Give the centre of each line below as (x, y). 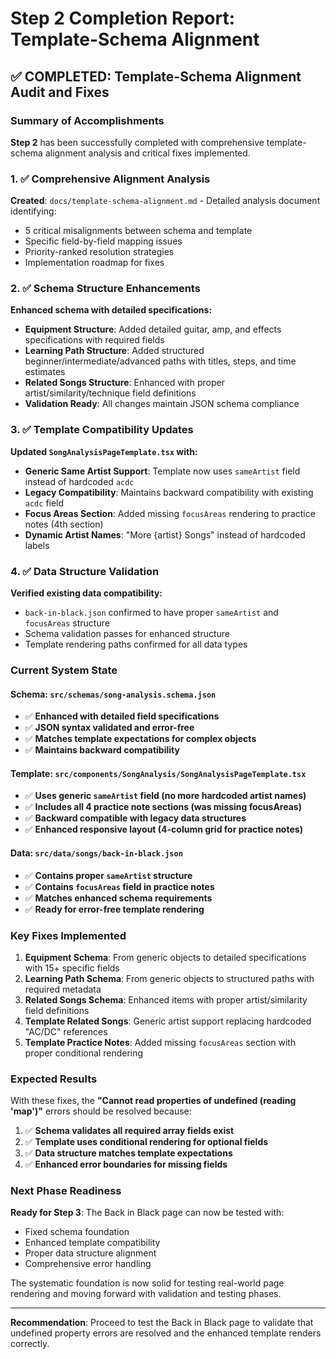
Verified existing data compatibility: (86, 593)
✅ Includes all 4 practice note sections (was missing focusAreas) (163, 807)
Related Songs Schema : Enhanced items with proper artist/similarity (166, 999)
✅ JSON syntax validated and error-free (109, 728)
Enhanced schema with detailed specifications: (111, 310)
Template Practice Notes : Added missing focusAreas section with (160, 1042)
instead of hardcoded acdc (79, 481)
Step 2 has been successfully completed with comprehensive (137, 142)
